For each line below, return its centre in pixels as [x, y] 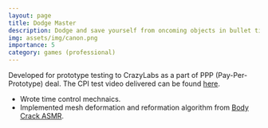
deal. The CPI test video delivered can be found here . [133, 83]
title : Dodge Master [43, 23]
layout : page [30, 16]
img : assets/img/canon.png [53, 38]
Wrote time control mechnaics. [70, 99]
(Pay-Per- [231, 75]
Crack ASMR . [42, 116]
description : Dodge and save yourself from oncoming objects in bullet [130, 30]
